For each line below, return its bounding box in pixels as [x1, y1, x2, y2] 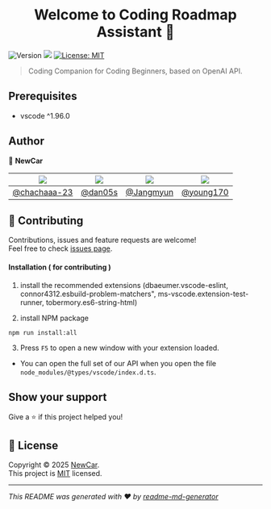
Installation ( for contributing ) [8, 262, 111, 272]
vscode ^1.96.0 [19, 111, 70, 120]
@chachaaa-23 [12, 186, 73, 198]
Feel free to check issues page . [8, 244, 113, 253]
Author [8, 135, 44, 148]
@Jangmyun [125, 186, 174, 198]
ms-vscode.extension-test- [157, 289, 249, 298]
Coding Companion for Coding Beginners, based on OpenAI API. [27, 66, 243, 76]
